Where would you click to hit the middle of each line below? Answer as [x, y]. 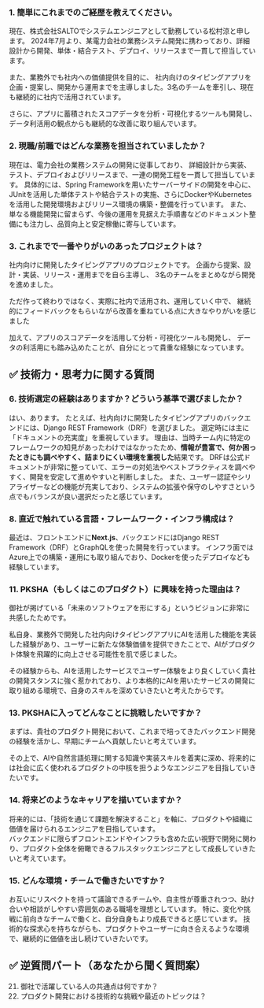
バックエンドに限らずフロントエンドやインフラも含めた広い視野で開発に [126, 838]
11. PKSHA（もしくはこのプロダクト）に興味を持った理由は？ [125, 589]
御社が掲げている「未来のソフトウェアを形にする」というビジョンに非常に [130, 608]
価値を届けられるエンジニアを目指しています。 [84, 828]
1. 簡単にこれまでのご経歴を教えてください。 [93, 12]
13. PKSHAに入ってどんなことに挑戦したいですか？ [106, 713]
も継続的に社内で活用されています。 [67, 97]
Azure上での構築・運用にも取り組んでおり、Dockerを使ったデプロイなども [130, 557]
